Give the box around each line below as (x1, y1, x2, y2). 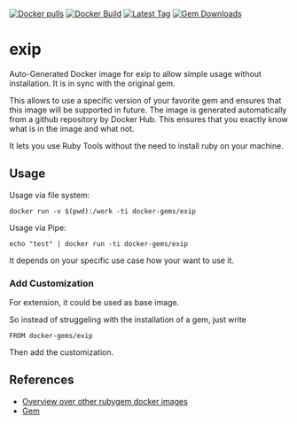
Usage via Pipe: (9, 222, 66, 233)
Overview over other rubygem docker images (21, 396, 188, 406)
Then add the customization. (9, 347, 114, 358)
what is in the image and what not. (9, 123, 135, 134)
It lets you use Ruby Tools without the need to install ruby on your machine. (9, 140, 284, 150)
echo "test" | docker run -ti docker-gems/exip (9, 239, 189, 248)
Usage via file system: (9, 189, 90, 200)
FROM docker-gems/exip (9, 332, 93, 341)
